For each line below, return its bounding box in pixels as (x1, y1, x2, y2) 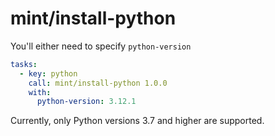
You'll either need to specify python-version (10, 40, 192, 52)
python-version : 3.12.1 (36, 97, 137, 107)
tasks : (10, 59, 38, 69)
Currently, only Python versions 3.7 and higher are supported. (10, 115, 265, 127)
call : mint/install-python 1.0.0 (28, 78, 168, 88)
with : (28, 87, 52, 97)
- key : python (19, 68, 78, 79)
